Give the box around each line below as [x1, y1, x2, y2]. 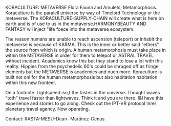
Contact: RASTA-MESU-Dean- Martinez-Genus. [5, 116, 106, 122]
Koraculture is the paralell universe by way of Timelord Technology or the [5, 10, 160, 16]
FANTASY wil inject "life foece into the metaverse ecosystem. [5, 26, 135, 32]
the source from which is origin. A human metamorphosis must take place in [5, 47, 166, 53]
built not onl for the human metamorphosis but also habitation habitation [5, 74, 158, 80]
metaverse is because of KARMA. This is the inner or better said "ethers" [5, 41, 159, 48]
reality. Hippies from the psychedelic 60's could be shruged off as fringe [5, 64, 159, 69]
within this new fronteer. [5, 79, 56, 86]
